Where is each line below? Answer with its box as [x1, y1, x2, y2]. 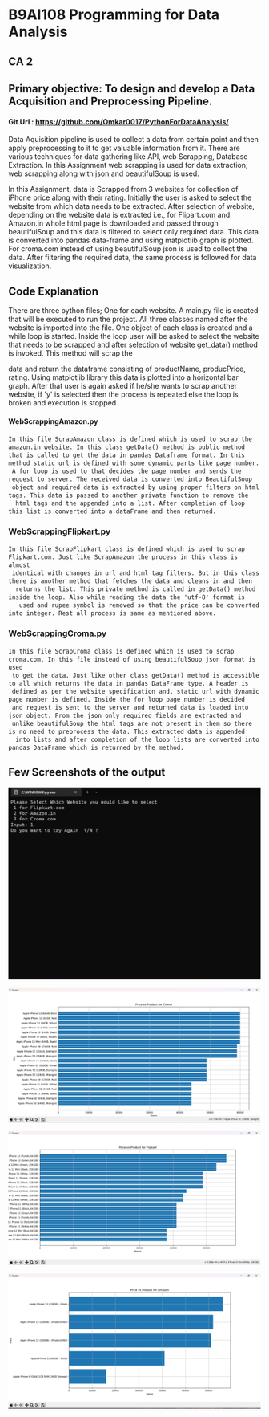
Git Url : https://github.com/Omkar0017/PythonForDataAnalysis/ [8, 116, 230, 126]
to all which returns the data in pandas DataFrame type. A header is [8, 679, 249, 687]
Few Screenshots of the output [8, 765, 166, 780]
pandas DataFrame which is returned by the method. [8, 743, 184, 751]
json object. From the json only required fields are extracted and [8, 711, 242, 719]
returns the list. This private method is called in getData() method [15, 585, 256, 593]
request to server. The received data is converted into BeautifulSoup [8, 475, 252, 483]
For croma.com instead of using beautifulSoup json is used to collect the [8, 244, 248, 254]
